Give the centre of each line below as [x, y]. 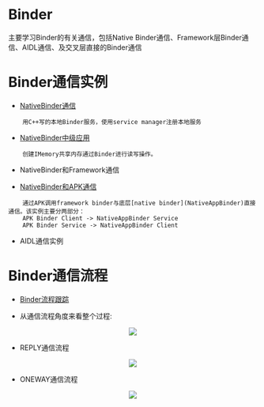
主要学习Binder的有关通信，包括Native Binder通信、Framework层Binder [125, 37]
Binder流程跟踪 [44, 299]
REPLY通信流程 [44, 347]
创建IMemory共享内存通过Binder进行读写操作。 [90, 154]
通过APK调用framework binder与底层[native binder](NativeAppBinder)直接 [139, 203]
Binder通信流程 [58, 276]
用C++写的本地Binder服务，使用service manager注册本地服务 [112, 122]
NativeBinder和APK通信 [58, 187]
